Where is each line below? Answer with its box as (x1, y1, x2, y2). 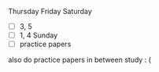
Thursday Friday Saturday (8, 7, 92, 16)
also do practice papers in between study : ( (8, 55, 152, 65)
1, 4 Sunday (19, 31, 58, 40)
